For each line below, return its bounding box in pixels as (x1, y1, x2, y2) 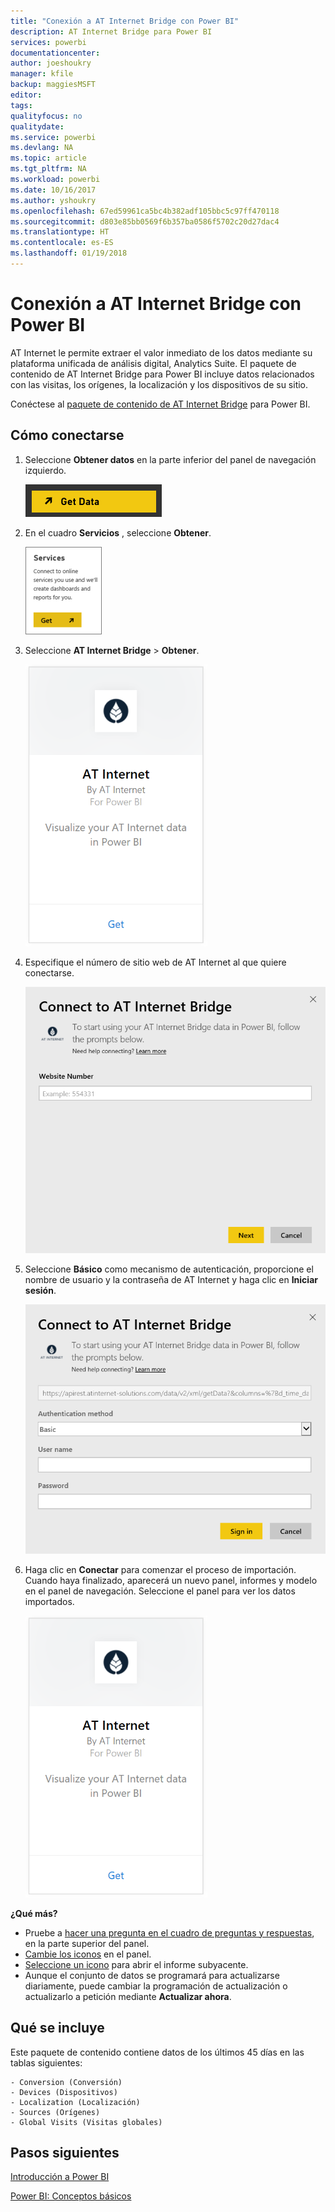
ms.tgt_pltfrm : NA (10, 164, 87, 174)
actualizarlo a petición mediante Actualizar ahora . (24, 1990, 232, 2002)
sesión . (24, 1285, 57, 1297)
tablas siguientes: (10, 2056, 83, 2069)
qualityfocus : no (10, 111, 83, 121)
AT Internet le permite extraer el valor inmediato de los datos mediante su (10, 346, 313, 359)
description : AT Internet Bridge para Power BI (10, 26, 213, 37)
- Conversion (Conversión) (10, 2077, 123, 2087)
